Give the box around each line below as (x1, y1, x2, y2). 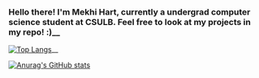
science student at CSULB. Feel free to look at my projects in (8, 16, 252, 27)
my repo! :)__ (8, 27, 61, 38)
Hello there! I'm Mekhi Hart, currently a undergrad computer (8, 6, 251, 18)
